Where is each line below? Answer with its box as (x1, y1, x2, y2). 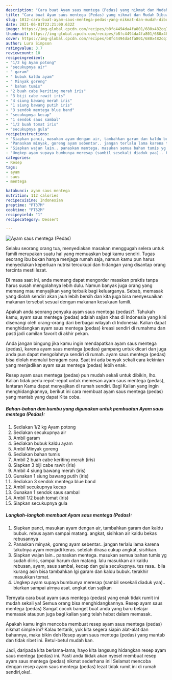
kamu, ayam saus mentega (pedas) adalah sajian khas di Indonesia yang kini (6, 314, 166, 320)
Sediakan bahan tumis (13, 451, 60, 458)
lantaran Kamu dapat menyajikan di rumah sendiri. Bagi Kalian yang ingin (6, 383, 159, 389)
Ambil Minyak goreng (13, 446, 58, 452)
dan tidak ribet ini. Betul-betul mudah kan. (6, 637, 94, 644)
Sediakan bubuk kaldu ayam (13, 440, 73, 446)
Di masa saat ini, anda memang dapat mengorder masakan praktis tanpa (6, 277, 158, 283)
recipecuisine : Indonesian (6, 198, 63, 203)
